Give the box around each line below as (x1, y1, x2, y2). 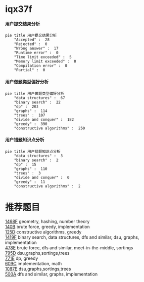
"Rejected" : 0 (14, 42, 48, 47)
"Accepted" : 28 (14, 37, 50, 43)
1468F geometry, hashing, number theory (5, 218, 90, 224)
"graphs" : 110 (14, 166, 48, 171)
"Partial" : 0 (14, 68, 46, 73)
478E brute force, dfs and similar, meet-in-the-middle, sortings (5, 244, 133, 251)
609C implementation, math (5, 260, 62, 266)
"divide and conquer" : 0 (14, 175, 70, 180)
